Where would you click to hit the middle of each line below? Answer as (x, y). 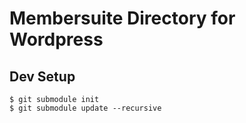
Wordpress (56, 39)
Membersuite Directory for (122, 18)
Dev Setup (42, 76)
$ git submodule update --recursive (85, 108)
